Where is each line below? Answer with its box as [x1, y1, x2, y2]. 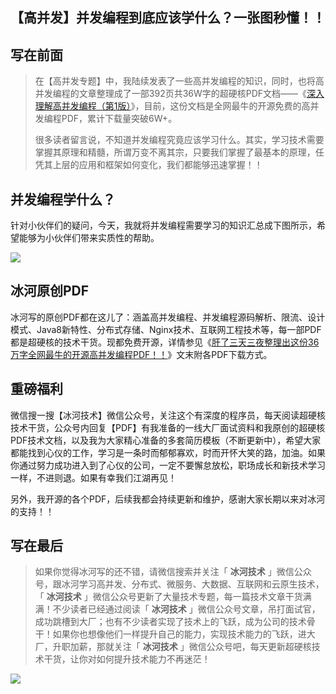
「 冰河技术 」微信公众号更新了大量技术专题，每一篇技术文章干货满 [34, 591, 312, 603]
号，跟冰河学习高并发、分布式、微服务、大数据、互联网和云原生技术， [34, 578, 325, 590]
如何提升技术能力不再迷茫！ [96, 653, 211, 665]
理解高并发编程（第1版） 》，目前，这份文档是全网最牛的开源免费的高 [34, 100, 311, 112]
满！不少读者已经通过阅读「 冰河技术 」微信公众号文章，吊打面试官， [34, 603, 321, 615]
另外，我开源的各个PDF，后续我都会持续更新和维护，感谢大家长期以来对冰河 [10, 493, 326, 505]
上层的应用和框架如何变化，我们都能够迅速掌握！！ [52, 159, 263, 171]
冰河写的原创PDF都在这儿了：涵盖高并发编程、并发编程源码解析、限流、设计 [10, 311, 326, 323]
